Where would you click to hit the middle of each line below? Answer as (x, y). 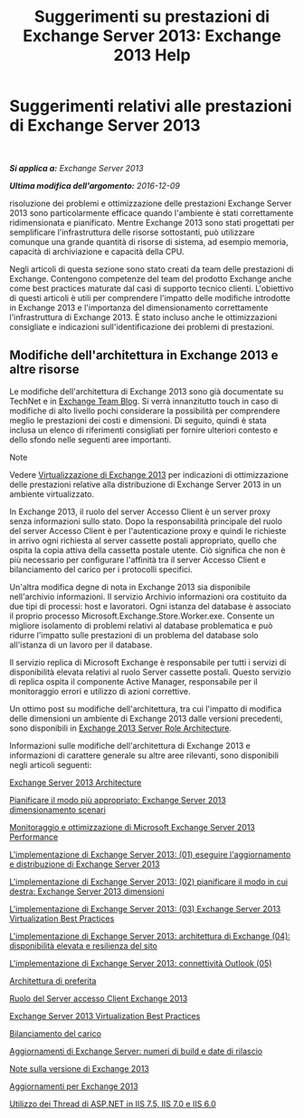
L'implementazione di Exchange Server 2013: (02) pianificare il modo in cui (148, 881)
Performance (34, 837)
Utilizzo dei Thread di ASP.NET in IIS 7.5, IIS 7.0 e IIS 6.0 (113, 1103)
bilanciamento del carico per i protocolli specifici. (101, 569)
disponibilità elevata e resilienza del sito (84, 946)
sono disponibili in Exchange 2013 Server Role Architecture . (121, 728)
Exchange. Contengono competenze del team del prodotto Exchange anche (151, 278)
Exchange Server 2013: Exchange (152, 36)
